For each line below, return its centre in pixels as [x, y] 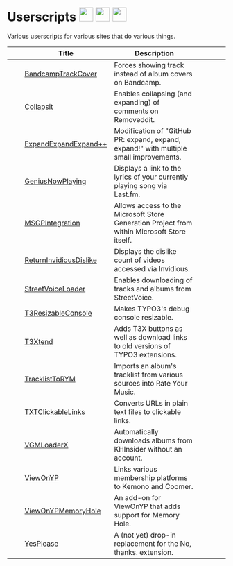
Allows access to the [148, 205]
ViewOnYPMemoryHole [63, 511]
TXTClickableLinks [55, 411]
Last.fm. [127, 194]
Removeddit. [135, 119]
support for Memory [147, 515]
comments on [136, 111]
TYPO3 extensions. [145, 354]
